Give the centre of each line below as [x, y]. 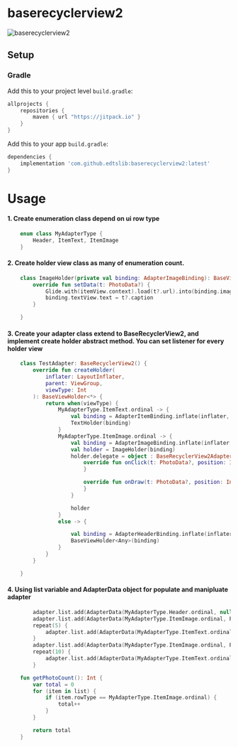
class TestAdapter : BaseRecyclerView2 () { [84, 364]
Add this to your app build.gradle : [58, 144]
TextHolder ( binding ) [101, 423]
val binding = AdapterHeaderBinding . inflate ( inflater [152, 534]
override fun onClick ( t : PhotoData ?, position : [155, 463]
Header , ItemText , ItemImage [76, 240]
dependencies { [30, 157]
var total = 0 [53, 684]
